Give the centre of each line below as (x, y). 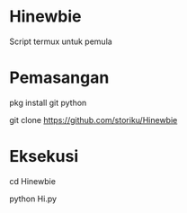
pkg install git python (48, 102)
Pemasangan (59, 78)
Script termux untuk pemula (61, 41)
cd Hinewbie (33, 181)
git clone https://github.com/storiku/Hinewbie (93, 120)
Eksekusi (44, 157)
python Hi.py (33, 199)
